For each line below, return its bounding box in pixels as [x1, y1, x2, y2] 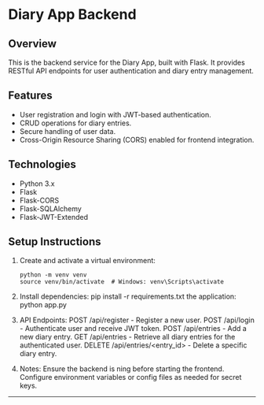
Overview [8, 37, 57, 50]
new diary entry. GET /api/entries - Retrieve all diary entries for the [19, 333, 236, 342]
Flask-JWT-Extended [19, 212, 89, 221]
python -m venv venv [19, 271, 87, 279]
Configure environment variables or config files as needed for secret [19, 373, 242, 382]
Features [8, 89, 53, 102]
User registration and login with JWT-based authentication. [19, 110, 212, 119]
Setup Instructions [8, 235, 101, 249]
